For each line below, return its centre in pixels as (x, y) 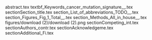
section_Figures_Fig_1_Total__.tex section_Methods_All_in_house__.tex (76, 17)
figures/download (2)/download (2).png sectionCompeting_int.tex (72, 22)
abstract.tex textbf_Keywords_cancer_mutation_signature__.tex (69, 7)
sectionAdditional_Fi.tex (29, 33)
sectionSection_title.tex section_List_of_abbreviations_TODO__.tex (72, 12)
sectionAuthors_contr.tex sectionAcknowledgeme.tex (59, 28)
